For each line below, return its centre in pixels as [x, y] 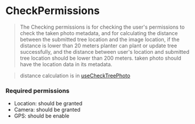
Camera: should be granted [47, 110]
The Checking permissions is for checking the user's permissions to [102, 27]
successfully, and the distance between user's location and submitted [105, 51]
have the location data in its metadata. [66, 64]
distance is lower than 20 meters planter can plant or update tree [98, 46]
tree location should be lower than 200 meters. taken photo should [100, 58]
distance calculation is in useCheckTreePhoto [75, 75]
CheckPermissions [53, 11]
